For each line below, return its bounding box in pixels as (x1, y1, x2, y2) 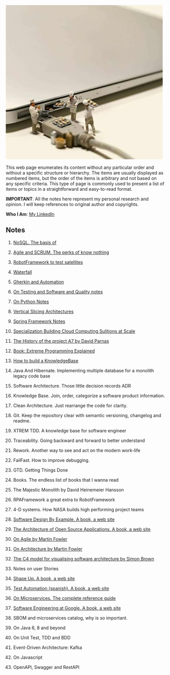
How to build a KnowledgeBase (13, 358, 79, 364)
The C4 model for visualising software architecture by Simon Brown (13, 555, 154, 562)
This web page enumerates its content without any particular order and (6, 164, 154, 170)
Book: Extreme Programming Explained (13, 347, 95, 354)
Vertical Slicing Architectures (13, 308, 74, 314)
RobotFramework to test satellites (13, 259, 83, 265)
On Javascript (13, 654, 42, 660)
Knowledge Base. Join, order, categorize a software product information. (13, 392, 165, 399)
